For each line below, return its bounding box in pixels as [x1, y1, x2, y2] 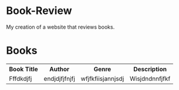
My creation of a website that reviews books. [6, 23, 115, 30]
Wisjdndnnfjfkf [130, 74, 171, 82]
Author [49, 65, 70, 73]
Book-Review [6, 4, 72, 18]
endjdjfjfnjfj [43, 74, 75, 82]
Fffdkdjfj [9, 74, 32, 82]
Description [133, 65, 167, 73]
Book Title [9, 65, 38, 73]
